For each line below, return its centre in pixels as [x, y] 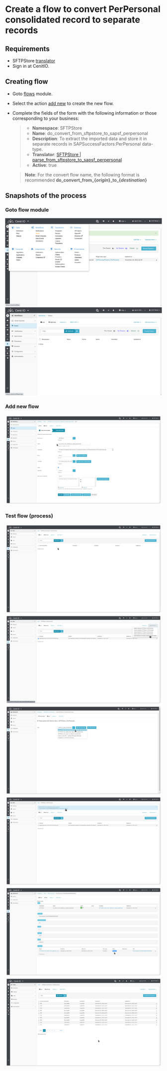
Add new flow [22, 406]
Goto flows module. [33, 94]
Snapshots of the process [46, 196]
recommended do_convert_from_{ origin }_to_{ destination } [86, 180]
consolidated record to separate [73, 20]
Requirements [27, 49]
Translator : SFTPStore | [57, 154]
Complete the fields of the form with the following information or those [84, 113]
